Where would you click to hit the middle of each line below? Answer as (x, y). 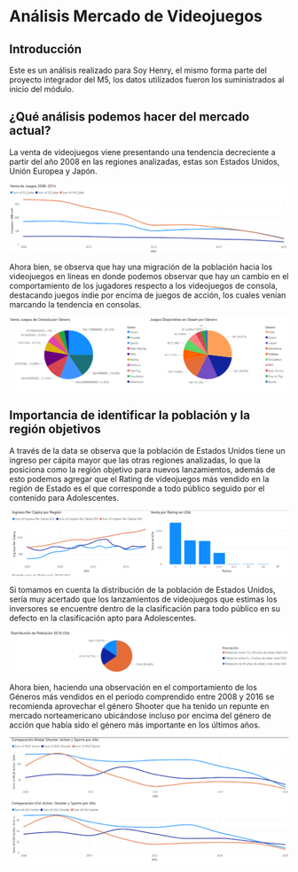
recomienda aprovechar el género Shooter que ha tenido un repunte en (139, 705)
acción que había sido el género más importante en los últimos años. (135, 725)
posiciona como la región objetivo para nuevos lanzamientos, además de (142, 469)
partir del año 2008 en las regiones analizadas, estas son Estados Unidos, (145, 161)
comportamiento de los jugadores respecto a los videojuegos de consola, (143, 286)
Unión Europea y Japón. (53, 171)
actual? (30, 131)
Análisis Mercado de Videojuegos (136, 16)
